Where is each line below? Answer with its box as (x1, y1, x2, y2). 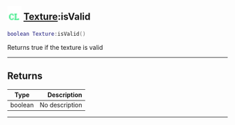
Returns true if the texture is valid (7, 43, 104, 51)
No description (39, 101, 83, 110)
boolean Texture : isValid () (7, 30, 86, 37)
